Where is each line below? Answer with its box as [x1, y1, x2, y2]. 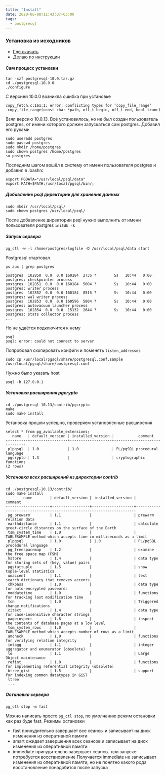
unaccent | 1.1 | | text [7, 573, 148, 578]
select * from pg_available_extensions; [5, 429, 90, 434]
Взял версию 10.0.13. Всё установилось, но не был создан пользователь [5, 116, 159, 122]
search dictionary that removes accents [5, 577, 90, 582]
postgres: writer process [5, 286, 59, 291]
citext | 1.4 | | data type [7, 607, 159, 613]
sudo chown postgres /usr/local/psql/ [5, 208, 85, 213]
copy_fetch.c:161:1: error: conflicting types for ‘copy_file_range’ [5, 103, 152, 108]
